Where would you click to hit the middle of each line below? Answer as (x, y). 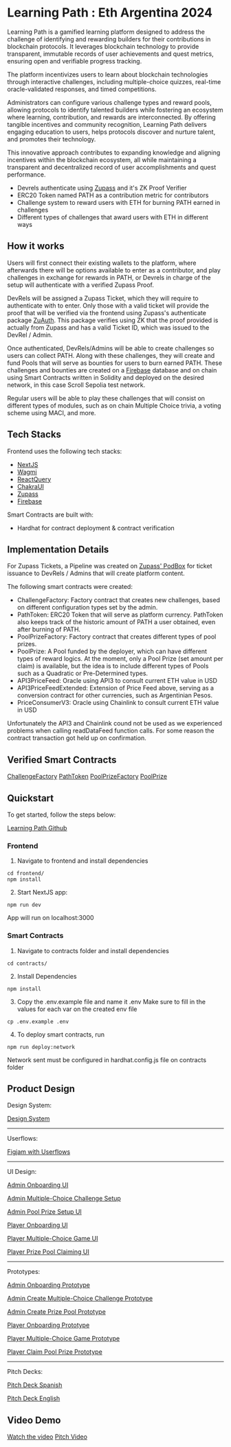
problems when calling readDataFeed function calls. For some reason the (111, 731)
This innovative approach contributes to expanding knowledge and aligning (114, 152)
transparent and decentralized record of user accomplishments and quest (112, 167)
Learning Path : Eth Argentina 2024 (110, 13)
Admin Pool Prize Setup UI (45, 1212)
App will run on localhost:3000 (51, 918)
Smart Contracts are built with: (51, 515)
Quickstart (31, 798)
